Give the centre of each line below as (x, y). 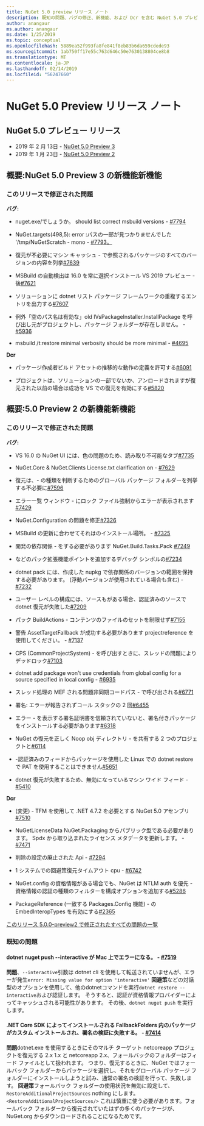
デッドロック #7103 (39, 661)
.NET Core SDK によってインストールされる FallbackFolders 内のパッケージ (101, 1025)
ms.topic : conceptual (34, 40)
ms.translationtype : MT (36, 57)
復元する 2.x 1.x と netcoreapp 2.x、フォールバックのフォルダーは (104, 1055)
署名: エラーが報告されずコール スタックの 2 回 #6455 (82, 705)
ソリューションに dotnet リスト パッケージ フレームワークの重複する (100, 296)
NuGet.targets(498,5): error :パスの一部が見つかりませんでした (93, 234)
